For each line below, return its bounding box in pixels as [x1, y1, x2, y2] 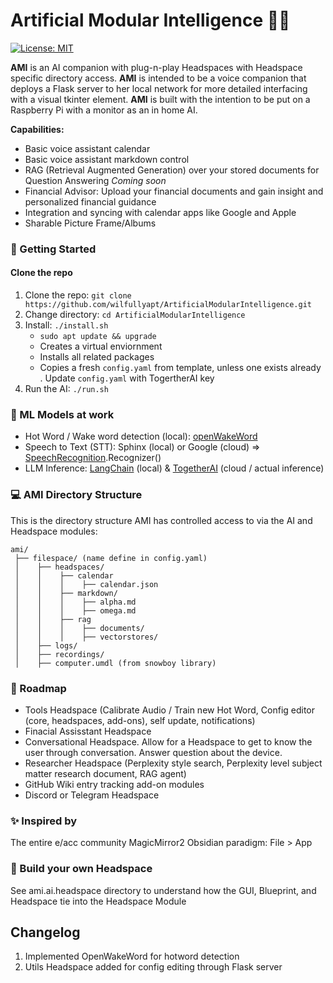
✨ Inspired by [10, 814, 78, 828]
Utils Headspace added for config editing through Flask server [24, 961, 283, 973]
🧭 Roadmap [10, 681, 67, 695]
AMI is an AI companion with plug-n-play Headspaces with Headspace [10, 61, 303, 73]
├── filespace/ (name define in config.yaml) [14, 553, 208, 563]
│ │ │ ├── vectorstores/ [14, 632, 159, 642]
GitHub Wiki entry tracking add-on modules [24, 778, 205, 790]
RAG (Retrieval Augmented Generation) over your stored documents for [24, 164, 320, 176]
